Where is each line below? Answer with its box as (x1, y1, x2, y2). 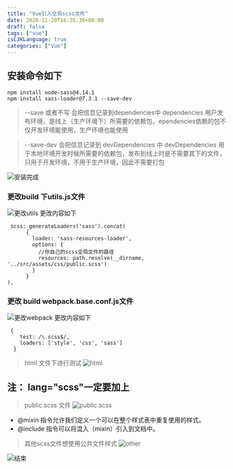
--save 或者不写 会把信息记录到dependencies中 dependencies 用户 (24, 108, 218, 116)
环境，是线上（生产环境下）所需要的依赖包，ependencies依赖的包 (30, 116, 220, 125)
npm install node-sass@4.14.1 (7, 89, 95, 96)
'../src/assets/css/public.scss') (7, 261, 108, 268)
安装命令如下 (7, 70, 63, 82)
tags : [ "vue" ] (7, 29, 49, 37)
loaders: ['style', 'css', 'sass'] (19, 339, 123, 347)
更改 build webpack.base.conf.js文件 (7, 297, 134, 307)
